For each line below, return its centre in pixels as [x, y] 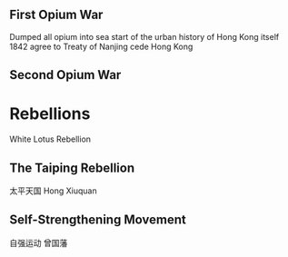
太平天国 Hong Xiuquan [53, 191]
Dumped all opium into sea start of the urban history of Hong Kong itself [144, 36]
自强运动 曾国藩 [39, 242]
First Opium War [56, 15]
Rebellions [50, 114]
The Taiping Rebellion [72, 168]
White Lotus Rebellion [50, 139]
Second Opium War [65, 75]
